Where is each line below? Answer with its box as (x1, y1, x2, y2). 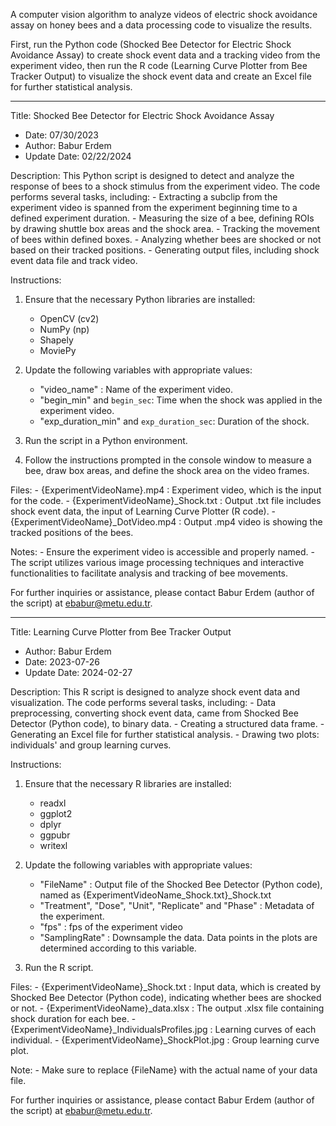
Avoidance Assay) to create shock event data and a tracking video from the (10, 49, 321, 61)
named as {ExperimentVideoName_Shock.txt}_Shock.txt (39, 889, 272, 901)
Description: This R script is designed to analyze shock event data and (10, 686, 301, 698)
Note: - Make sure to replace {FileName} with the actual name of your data (10, 1064, 318, 1076)
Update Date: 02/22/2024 (24, 150, 132, 162)
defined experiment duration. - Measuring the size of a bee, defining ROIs (10, 212, 315, 224)
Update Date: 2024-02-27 (24, 667, 133, 678)
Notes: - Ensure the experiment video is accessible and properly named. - (10, 546, 315, 558)
